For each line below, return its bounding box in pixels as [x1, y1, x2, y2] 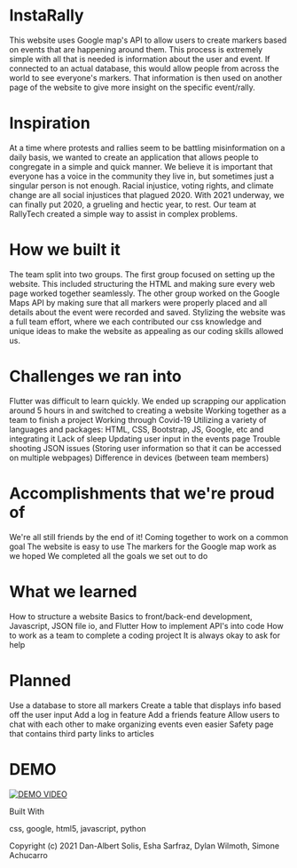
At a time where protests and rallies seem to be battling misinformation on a [9, 142, 285, 153]
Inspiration [9, 113, 90, 133]
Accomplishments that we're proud [9, 483, 275, 503]
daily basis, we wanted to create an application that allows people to [9, 152, 259, 163]
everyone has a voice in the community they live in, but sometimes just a [9, 171, 275, 181]
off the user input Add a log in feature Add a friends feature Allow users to [9, 709, 280, 720]
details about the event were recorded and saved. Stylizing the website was [9, 307, 286, 317]
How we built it [9, 240, 121, 260]
